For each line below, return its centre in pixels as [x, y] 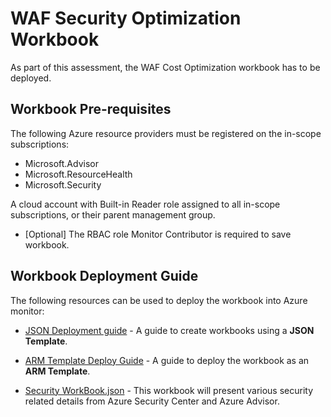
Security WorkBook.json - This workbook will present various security [169, 390]
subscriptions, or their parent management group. [113, 214]
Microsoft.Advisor [61, 163]
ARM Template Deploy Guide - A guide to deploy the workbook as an [167, 360]
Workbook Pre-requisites [91, 109]
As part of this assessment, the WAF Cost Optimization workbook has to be [165, 67]
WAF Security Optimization [126, 18]
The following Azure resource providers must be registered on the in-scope [166, 133]
